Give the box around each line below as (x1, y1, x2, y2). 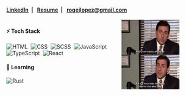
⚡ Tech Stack (6, 27, 41, 35)
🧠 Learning (6, 64, 35, 70)
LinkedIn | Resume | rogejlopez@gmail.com (6, 6, 127, 13)
